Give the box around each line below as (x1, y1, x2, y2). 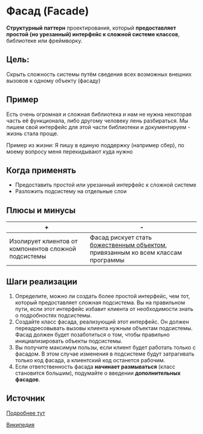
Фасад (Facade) (6, 4, 89, 18)
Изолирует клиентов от (9, 237, 78, 246)
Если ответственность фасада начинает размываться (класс (14, 363, 176, 370)
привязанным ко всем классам (89, 249, 182, 257)
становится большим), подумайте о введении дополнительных (14, 369, 181, 377)
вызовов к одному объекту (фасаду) (6, 77, 101, 84)
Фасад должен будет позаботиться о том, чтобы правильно (14, 331, 170, 338)
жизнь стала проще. (6, 130, 59, 137)
